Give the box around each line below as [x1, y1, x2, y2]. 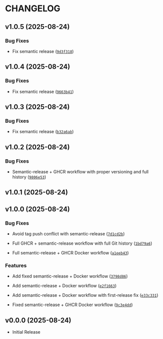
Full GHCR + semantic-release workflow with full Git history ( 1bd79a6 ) [12, 240, 152, 246]
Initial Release [12, 329, 41, 335]
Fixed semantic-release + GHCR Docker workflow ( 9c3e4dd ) [12, 302, 133, 308]
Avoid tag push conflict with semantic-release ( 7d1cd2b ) [12, 231, 125, 237]
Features [5, 262, 27, 269]
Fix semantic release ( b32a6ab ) [12, 129, 74, 135]
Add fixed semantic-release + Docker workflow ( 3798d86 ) [12, 273, 128, 279]
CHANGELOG [5, 3, 60, 14]
